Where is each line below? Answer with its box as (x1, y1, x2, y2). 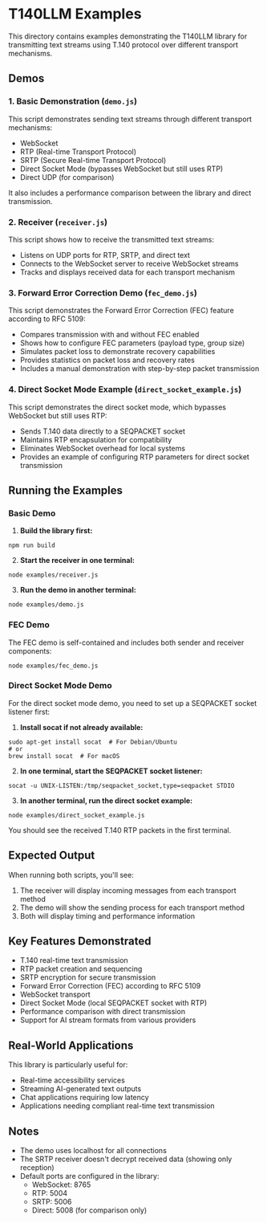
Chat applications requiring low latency (19, 1093, 150, 1103)
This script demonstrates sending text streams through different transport (8, 114, 253, 124)
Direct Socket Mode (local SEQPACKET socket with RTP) (19, 998, 208, 1008)
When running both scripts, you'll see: (8, 870, 134, 879)
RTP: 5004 (31, 1188, 68, 1198)
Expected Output (8, 849, 95, 862)
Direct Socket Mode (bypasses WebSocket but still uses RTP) (19, 164, 224, 173)
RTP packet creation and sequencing (19, 964, 143, 974)
